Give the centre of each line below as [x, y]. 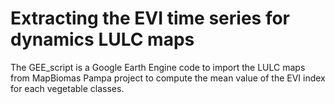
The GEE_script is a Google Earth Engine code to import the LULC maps [158, 67]
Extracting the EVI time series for [150, 18]
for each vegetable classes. [67, 88]
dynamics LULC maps [102, 39]
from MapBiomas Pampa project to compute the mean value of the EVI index [168, 78]
